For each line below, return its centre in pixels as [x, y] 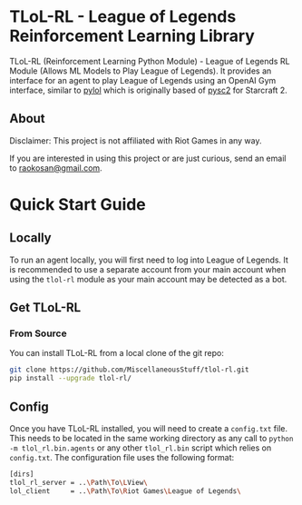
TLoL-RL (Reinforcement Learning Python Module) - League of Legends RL [150, 61]
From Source [38, 333]
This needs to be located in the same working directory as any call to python [151, 438]
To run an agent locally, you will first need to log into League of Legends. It [149, 260]
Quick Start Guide [78, 204]
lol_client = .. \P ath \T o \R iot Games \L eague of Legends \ [126, 491]
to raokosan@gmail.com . [56, 168]
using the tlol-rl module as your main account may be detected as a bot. [148, 279]
